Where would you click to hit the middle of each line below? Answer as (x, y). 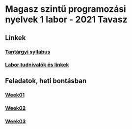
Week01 (15, 95)
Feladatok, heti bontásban (46, 81)
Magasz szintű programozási (66, 9)
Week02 (15, 108)
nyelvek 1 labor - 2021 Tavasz (66, 19)
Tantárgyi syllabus (28, 52)
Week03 (15, 121)
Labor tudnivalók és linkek (37, 65)
